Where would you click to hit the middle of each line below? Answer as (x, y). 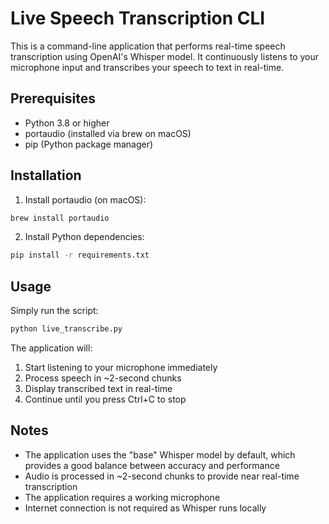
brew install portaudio (60, 218)
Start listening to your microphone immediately (121, 367)
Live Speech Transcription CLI (138, 18)
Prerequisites (53, 98)
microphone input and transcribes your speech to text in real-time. (147, 67)
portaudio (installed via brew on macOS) (108, 133)
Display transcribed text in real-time (98, 388)
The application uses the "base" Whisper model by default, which (160, 454)
